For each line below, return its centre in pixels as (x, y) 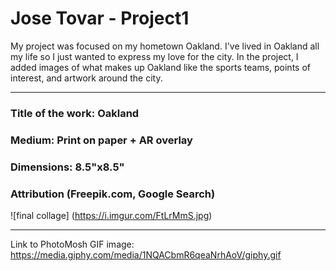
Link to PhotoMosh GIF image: (72, 244)
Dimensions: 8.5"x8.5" (67, 167)
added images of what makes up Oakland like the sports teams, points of (160, 67)
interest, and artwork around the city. (86, 78)
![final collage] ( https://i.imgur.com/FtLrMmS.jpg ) (111, 215)
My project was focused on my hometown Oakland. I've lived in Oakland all (165, 46)
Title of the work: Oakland (75, 113)
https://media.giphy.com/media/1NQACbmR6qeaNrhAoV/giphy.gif (146, 255)
